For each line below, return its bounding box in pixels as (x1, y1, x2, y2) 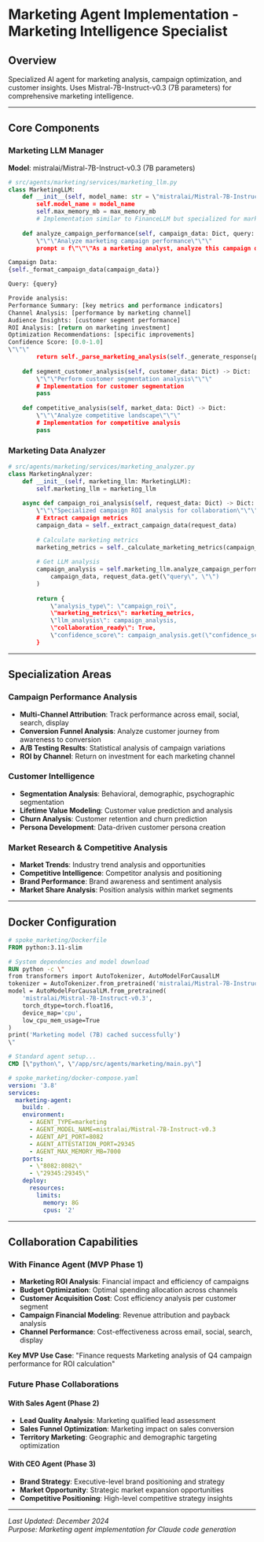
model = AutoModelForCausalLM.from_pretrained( (8, 987, 167, 995)
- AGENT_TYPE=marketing (28, 1118, 108, 1127)
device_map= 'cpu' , (22, 1009, 82, 1017)
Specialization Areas (8, 668, 112, 681)
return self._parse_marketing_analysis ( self (36, 353, 185, 361)
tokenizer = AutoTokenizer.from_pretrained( (8, 980, 156, 988)
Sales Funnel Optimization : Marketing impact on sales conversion (19, 1425, 234, 1434)
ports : (22, 1155, 44, 1163)
